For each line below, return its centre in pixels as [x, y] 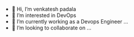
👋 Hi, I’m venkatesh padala [44, 9]
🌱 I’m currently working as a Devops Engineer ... [70, 21]
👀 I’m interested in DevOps [44, 15]
